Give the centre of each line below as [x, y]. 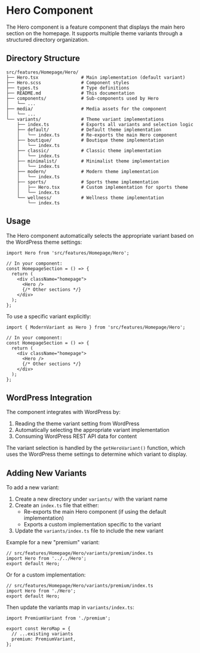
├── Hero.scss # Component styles [68, 82]
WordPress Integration [49, 398]
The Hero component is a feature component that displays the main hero [96, 27]
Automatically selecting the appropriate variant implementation [92, 430]
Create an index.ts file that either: [57, 505]
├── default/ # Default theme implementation [89, 130]
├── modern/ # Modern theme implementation [88, 171]
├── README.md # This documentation [70, 93]
